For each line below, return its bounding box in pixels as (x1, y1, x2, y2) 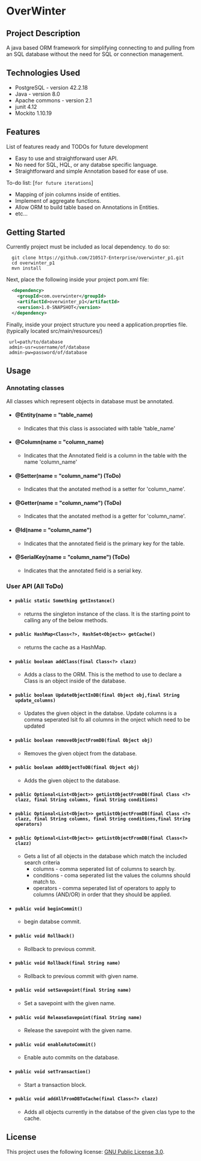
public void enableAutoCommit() (14, 1041, 96, 1048)
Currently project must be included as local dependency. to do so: (6, 243, 170, 250)
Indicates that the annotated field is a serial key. (23, 567, 143, 574)
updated (23, 722, 45, 729)
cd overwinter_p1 (11, 260, 55, 266)
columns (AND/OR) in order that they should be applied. (32, 891, 172, 898)
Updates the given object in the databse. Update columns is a (23, 710, 177, 717)
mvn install (11, 265, 42, 271)
